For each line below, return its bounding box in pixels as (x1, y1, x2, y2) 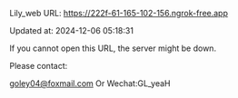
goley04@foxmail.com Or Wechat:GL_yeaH (9, 78, 171, 89)
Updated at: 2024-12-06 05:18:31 (9, 25, 134, 35)
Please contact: (9, 61, 68, 71)
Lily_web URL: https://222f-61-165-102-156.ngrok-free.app (9, 8, 229, 18)
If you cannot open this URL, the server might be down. (9, 43, 216, 54)
